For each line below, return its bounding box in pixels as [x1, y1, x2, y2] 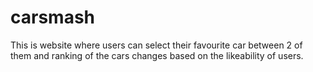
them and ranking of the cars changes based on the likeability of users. [10, 49, 304, 61]
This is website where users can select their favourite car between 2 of [10, 39, 303, 51]
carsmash [10, 6, 96, 29]
